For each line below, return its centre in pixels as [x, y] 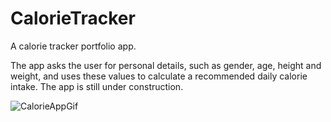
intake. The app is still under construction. [97, 86]
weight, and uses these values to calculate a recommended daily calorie [159, 76]
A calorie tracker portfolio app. [73, 46]
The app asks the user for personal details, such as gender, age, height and [166, 65]
